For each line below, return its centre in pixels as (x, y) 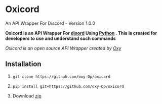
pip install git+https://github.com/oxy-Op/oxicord (68, 86)
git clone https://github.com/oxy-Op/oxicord (61, 77)
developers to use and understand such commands (60, 38)
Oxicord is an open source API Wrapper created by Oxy (63, 48)
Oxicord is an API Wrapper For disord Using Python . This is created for (81, 33)
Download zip (27, 96)
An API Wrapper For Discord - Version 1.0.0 (50, 23)
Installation (23, 64)
